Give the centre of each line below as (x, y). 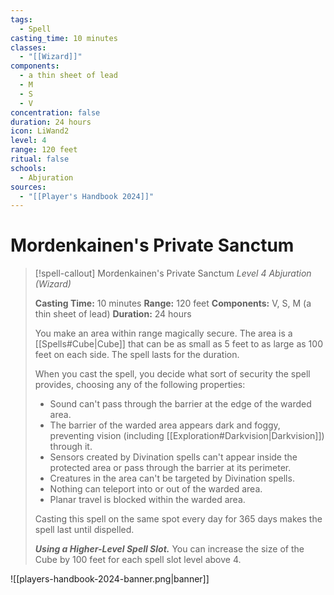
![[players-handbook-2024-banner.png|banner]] (110, 579)
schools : (28, 168)
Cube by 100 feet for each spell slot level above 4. (138, 560)
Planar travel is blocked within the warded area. (147, 500)
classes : (28, 47)
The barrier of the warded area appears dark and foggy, (165, 425)
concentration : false (55, 112)
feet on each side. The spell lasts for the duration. (137, 355)
